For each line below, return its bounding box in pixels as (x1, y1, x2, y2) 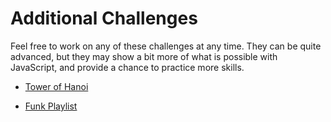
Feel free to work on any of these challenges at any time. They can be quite (10, 40, 322, 52)
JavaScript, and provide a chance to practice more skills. (10, 61, 245, 73)
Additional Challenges (10, 7, 198, 30)
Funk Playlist (24, 100, 78, 112)
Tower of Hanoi (24, 80, 89, 92)
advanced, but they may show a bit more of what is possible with (10, 50, 278, 62)
